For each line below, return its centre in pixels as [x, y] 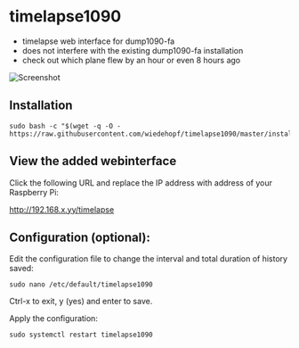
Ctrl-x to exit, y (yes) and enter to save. [81, 302]
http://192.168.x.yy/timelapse [62, 209]
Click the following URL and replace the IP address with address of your [141, 182]
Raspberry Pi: [34, 192]
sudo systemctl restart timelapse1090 [81, 335]
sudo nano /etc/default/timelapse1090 [81, 285]
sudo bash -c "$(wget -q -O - [65, 126]
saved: [21, 269]
